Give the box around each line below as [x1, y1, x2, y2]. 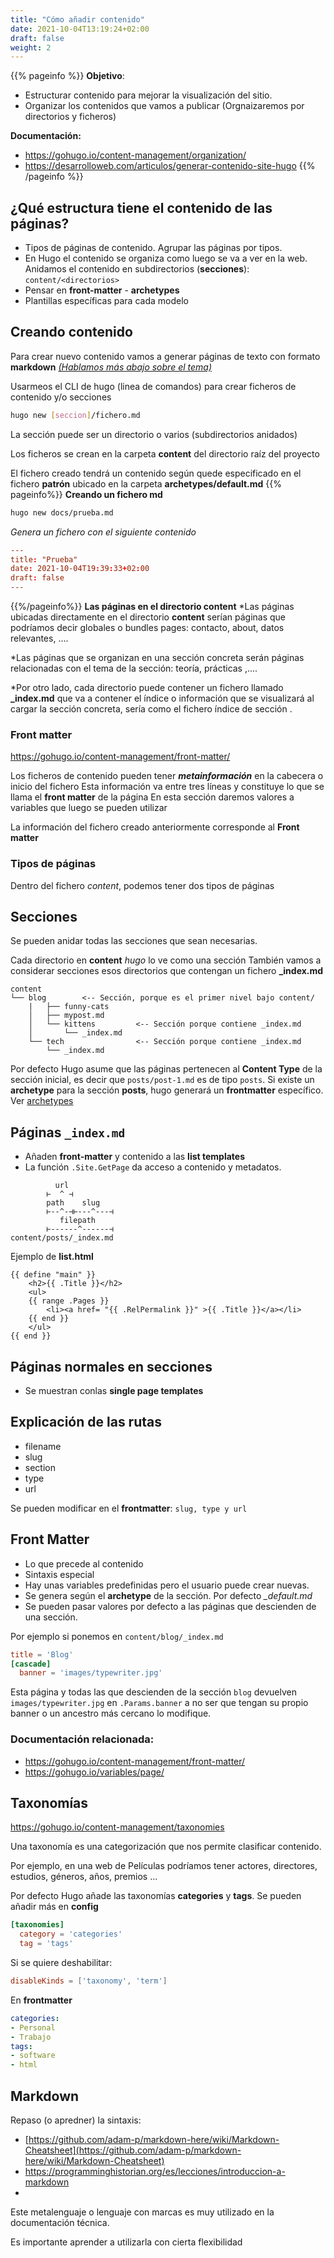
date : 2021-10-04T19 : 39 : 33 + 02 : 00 [10, 564, 150, 574]
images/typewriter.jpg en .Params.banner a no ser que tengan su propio [10, 1697, 309, 1709]
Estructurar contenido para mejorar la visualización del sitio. [24, 89, 273, 101]
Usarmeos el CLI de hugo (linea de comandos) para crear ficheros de [10, 380, 297, 392]
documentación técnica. [10, 2216, 110, 2228]
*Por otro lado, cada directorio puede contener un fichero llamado [10, 682, 284, 693]
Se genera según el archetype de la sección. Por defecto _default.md [24, 1589, 313, 1601]
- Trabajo [10, 2032, 52, 2042]
